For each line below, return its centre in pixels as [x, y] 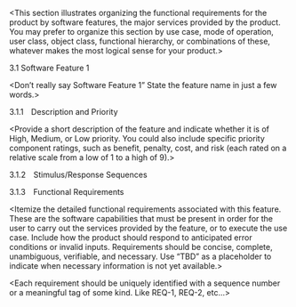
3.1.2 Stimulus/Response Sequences [79, 174]
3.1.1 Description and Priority [64, 112]
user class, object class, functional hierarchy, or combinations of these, [140, 41]
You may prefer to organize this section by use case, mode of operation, [141, 32]
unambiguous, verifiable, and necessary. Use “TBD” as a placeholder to [140, 256]
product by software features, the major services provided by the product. [145, 22]
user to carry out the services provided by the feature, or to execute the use [148, 228]
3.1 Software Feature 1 [49, 68]
